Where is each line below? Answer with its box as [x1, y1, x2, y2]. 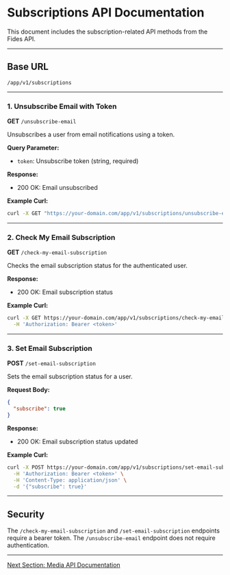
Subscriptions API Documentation [7, 5, 205, 21]
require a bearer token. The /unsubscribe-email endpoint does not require [7, 534, 216, 542]
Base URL [7, 61, 49, 73]
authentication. [7, 541, 50, 550]
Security [7, 509, 44, 520]
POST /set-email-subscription [7, 359, 96, 367]
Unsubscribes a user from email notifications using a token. [7, 130, 175, 138]
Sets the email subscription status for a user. [7, 372, 133, 381]
